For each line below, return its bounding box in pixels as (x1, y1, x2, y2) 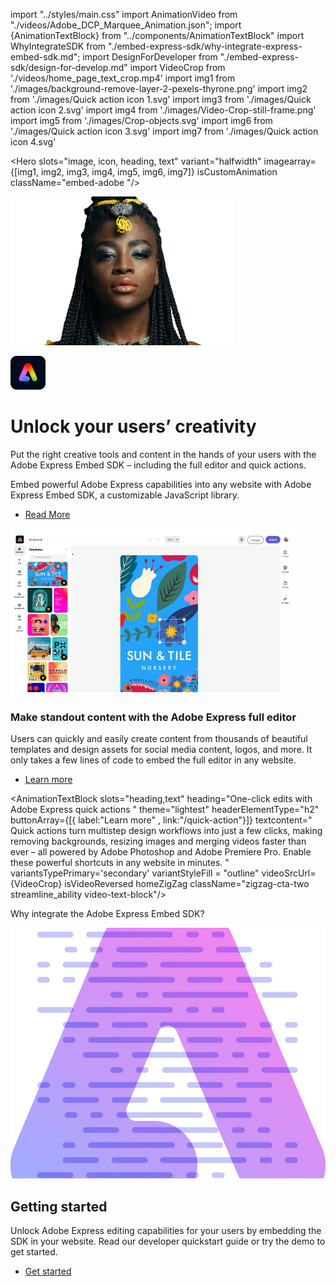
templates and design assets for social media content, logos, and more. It (10, 744, 313, 756)
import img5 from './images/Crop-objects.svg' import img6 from (10, 115, 273, 126)
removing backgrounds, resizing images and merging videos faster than (10, 835, 307, 848)
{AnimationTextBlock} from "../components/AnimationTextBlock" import (10, 30, 305, 41)
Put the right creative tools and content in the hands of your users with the (10, 448, 317, 460)
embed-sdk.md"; (10, 51, 81, 63)
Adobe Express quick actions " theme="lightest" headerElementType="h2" (10, 804, 320, 816)
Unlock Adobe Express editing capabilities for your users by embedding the (10, 1224, 322, 1236)
